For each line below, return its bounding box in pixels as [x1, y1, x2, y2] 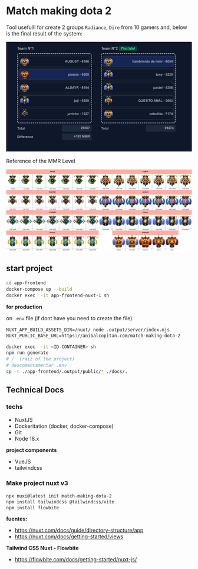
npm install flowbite [6, 505, 60, 511]
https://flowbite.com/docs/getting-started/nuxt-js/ [14, 555, 137, 563]
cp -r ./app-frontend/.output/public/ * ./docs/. [6, 369, 128, 375]
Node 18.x [14, 435, 39, 442]
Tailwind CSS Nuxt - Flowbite [6, 544, 79, 551]
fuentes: [6, 515, 28, 522]
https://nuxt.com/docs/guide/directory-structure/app [14, 526, 144, 534]
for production [6, 303, 42, 310]
